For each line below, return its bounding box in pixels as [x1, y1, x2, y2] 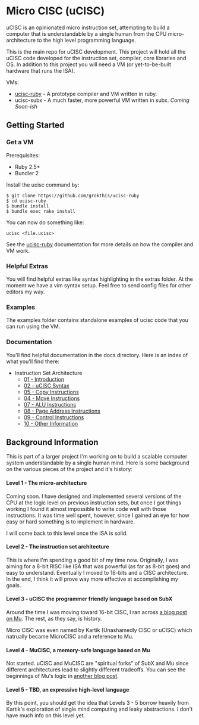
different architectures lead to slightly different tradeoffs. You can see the [6, 666, 186, 673]
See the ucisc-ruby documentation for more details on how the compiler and [6, 240, 194, 248]
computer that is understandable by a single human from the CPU [6, 30, 167, 37]
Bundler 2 [14, 169, 39, 176]
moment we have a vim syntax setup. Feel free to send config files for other [6, 281, 191, 289]
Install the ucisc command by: [6, 181, 80, 188]
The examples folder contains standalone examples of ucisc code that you [6, 317, 189, 324]
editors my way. [6, 288, 45, 295]
